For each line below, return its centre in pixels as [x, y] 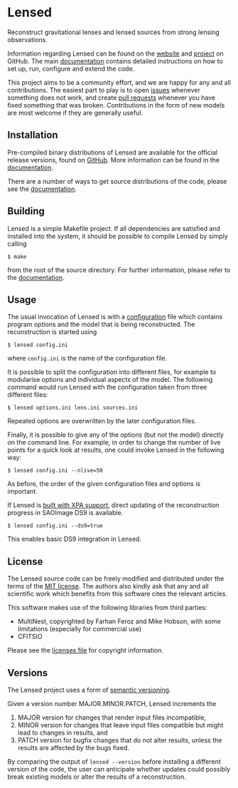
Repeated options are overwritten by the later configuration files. [102, 421]
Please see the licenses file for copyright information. [85, 650]
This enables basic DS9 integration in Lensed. [75, 539]
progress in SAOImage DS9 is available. [65, 513]
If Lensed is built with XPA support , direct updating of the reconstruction [113, 505]
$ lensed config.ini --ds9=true [55, 526]
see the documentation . [42, 189]
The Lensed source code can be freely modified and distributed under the [116, 579]
